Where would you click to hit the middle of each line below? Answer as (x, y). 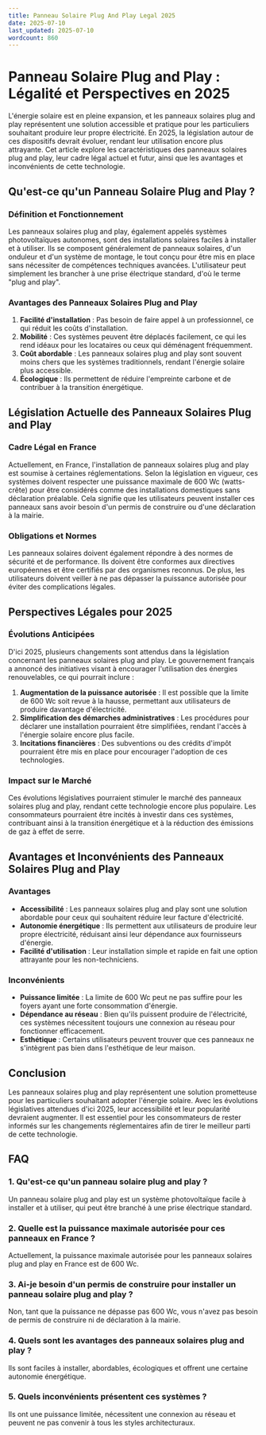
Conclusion (37, 1073)
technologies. (42, 760)
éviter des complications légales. (62, 587)
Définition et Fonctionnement (66, 214)
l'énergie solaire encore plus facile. (77, 735)
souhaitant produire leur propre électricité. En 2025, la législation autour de (131, 133)
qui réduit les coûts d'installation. (74, 328)
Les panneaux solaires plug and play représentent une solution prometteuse (133, 1092)
